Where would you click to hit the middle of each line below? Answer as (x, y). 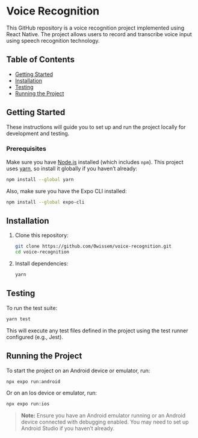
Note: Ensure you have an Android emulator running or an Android (103, 416)
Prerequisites (26, 149)
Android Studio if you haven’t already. (67, 428)
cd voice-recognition (42, 252)
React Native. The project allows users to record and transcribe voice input (99, 34)
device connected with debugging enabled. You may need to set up (105, 422)
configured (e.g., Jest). (35, 337)
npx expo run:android (33, 381)
